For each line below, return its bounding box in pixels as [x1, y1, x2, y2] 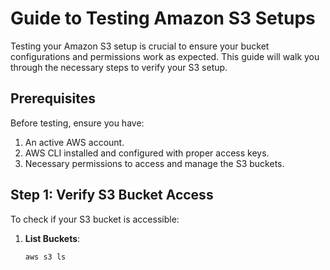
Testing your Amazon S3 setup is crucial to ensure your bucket [10, 40, 270, 52]
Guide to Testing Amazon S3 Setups [10, 7, 316, 30]
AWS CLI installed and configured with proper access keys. [24, 147, 270, 159]
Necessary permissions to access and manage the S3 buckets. [24, 157, 285, 169]
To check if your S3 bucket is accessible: [10, 213, 180, 225]
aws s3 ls [24, 252, 67, 262]
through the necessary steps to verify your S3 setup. [10, 61, 228, 73]
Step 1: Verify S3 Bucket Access [10, 187, 214, 204]
